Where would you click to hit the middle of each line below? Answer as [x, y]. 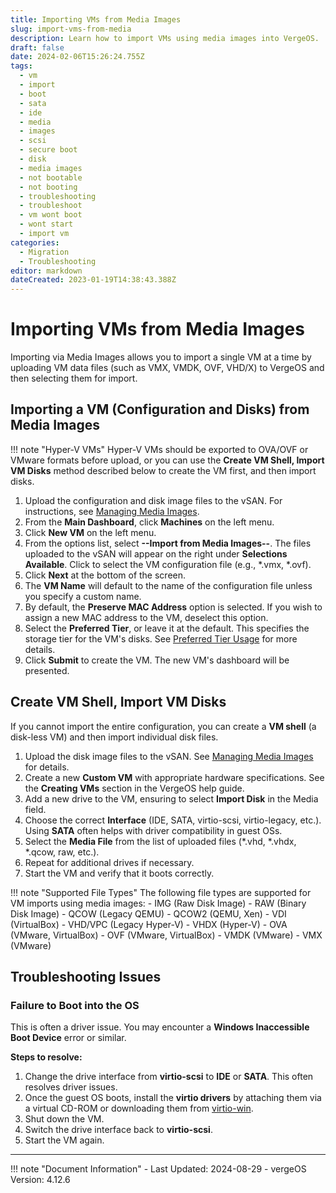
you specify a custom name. [83, 596]
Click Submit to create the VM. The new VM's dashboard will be [157, 660]
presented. [47, 670]
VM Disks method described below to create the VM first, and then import [163, 470]
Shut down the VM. [64, 1119]
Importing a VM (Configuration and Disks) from [160, 409]
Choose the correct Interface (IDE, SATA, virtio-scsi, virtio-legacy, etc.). [173, 820]
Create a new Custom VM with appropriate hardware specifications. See [174, 777]
